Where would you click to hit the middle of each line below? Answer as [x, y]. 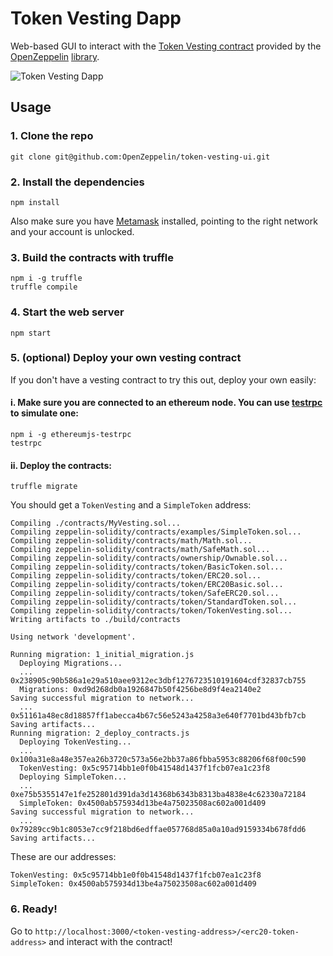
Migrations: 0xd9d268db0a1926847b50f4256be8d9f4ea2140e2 [140, 690]
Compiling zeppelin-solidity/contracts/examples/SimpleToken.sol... [156, 532]
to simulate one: [44, 413]
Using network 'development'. [73, 637]
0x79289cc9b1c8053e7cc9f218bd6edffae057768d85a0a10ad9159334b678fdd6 [158, 830]
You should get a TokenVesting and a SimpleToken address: [131, 505]
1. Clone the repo [52, 136]
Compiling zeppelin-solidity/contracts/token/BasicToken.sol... [147, 567]
